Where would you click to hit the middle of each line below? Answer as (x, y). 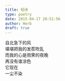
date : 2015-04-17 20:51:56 (33, 19)
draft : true (17, 28)
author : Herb (18, 23)
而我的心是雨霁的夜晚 (27, 55)
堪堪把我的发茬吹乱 (25, 49)
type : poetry (18, 14)
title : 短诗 (16, 10)
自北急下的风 (18, 43)
